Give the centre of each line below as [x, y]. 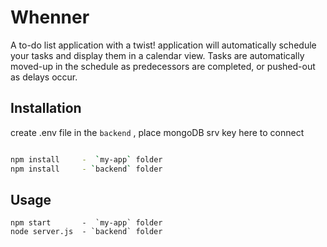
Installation [46, 108]
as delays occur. [44, 77]
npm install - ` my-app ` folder [86, 159]
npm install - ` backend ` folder [86, 169]
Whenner [50, 17]
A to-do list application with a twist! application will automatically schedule [163, 45]
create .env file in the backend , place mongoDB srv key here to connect [157, 132]
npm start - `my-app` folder [86, 223]
